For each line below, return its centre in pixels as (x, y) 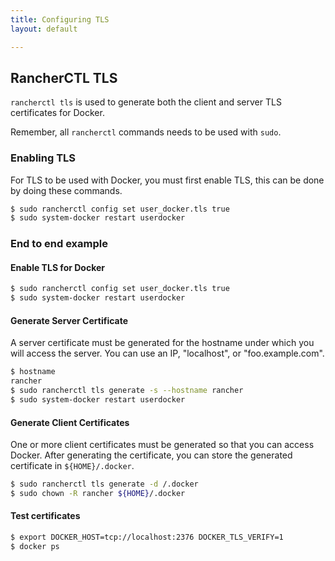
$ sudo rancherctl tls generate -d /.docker (104, 484)
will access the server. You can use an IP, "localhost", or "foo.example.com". (167, 353)
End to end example (59, 244)
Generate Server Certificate (69, 320)
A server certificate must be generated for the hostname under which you (162, 343)
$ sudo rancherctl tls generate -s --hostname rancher (127, 391)
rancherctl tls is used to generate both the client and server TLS (146, 102)
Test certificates (45, 516)
